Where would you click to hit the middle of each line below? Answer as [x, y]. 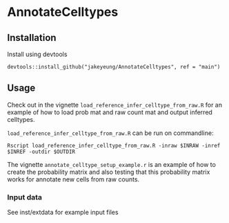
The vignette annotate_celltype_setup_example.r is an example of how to [111, 164]
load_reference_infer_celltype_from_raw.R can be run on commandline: [110, 133]
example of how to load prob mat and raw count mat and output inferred [110, 112]
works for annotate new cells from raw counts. [73, 179]
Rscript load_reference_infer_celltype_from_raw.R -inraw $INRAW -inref [114, 145]
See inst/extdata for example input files [63, 213]
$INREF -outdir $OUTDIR [41, 152]
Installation [32, 38]
